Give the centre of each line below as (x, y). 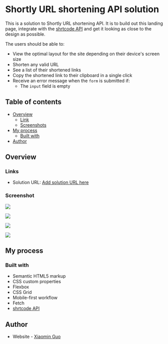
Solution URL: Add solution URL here (51, 182)
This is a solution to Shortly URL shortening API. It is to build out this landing (84, 23)
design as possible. (25, 34)
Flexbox (21, 287)
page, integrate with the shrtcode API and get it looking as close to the (78, 28)
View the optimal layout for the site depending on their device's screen (86, 54)
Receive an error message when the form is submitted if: (71, 81)
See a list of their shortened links (47, 70)
